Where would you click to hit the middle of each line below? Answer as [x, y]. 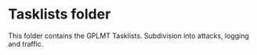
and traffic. [26, 43]
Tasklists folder [60, 14]
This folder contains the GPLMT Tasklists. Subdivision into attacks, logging [128, 36]
